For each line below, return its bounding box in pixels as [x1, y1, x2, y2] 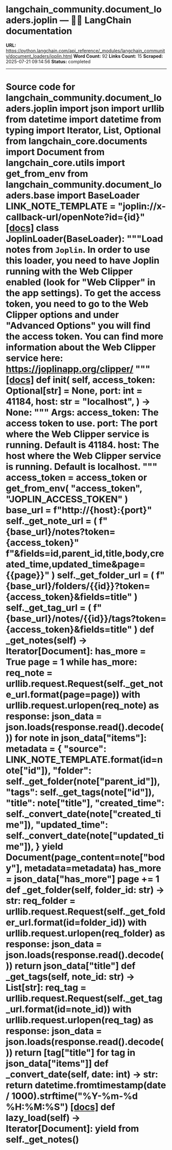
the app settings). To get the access [6, 287, 161, 299]
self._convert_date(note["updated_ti [6, 830, 164, 842]
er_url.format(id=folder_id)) [6, 917, 126, 928]
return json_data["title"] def [14, 960, 136, 972]
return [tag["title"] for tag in [14, 1047, 136, 1059]
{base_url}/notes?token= [6, 526, 116, 538]
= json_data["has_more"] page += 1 [6, 873, 160, 885]
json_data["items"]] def [6, 1058, 109, 1069]
